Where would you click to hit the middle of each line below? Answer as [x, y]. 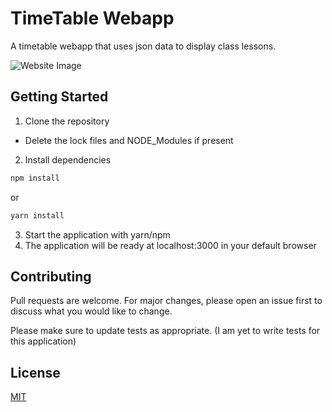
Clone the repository [67, 121]
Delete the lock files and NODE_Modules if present [129, 140]
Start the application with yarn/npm [97, 234]
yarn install [37, 215]
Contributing [51, 276]
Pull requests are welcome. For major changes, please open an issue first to [166, 301]
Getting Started [59, 97]
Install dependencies [68, 159]
